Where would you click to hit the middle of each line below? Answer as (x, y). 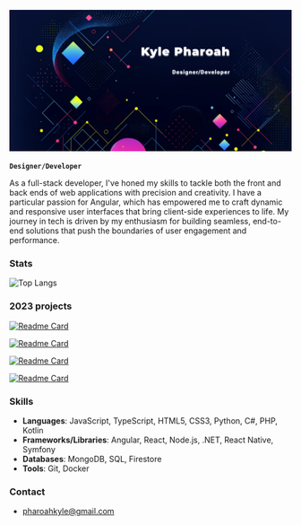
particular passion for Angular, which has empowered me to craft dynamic (146, 202)
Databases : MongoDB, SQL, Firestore (92, 459)
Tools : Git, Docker (56, 468)
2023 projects (41, 306)
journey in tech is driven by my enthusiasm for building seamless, (130, 221)
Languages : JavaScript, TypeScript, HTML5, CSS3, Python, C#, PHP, (150, 420)
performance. (34, 240)
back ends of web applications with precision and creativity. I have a (136, 192)
